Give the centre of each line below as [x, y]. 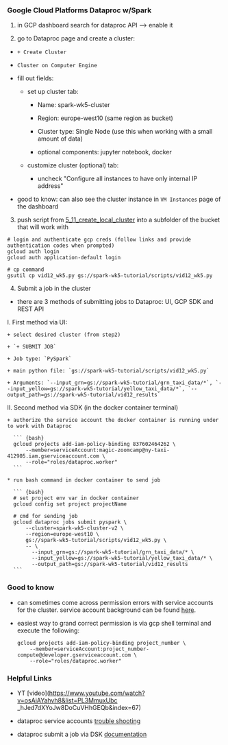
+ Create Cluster [42, 52]
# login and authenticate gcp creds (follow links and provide [99, 240]
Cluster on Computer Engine [57, 66]
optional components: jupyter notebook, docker [105, 152]
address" [50, 186]
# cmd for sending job [46, 517]
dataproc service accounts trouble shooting [79, 721]
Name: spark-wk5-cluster [74, 105]
